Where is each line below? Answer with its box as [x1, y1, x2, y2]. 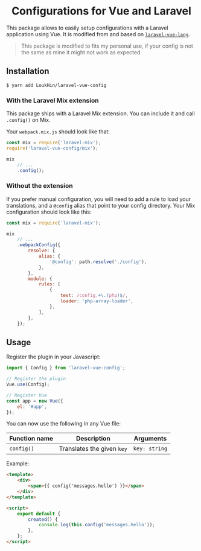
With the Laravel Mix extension [6, 96, 100, 104]
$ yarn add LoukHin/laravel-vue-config [6, 82, 107, 88]
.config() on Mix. [6, 116, 51, 124]
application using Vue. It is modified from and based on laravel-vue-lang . [6, 30, 190, 37]
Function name [9, 435, 53, 443]
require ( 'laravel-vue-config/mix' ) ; [6, 145, 98, 151]
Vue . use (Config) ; [6, 381, 50, 387]
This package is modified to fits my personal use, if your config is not [21, 42, 193, 49]
